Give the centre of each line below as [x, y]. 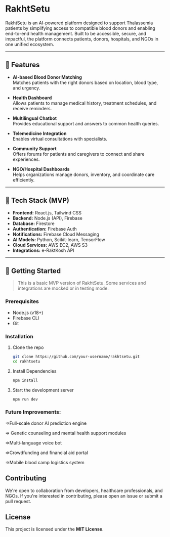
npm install [25, 380]
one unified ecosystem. [30, 44]
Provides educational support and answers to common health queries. [86, 123]
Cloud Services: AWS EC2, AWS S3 [50, 245]
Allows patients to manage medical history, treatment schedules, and [84, 103]
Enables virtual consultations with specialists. [60, 139]
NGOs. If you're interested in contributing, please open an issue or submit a [84, 496]
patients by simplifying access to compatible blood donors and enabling [80, 28]
